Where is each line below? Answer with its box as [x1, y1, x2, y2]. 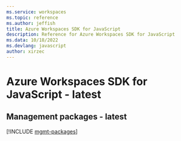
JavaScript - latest [6, 88, 101, 101]
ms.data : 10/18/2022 [6, 37, 59, 43]
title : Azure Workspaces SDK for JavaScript [6, 26, 121, 32]
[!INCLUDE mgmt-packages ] [6, 128, 78, 135]
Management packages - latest [6, 112, 128, 122]
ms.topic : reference [6, 15, 59, 21]
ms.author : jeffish [6, 20, 56, 26]
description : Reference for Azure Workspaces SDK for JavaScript [6, 32, 175, 38]
